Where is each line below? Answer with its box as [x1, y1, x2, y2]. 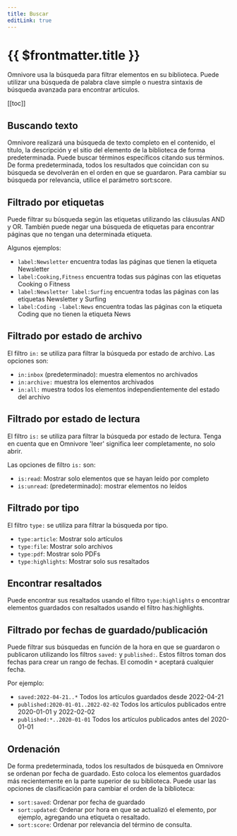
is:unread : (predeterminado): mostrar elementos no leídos [17, 481, 188, 490]
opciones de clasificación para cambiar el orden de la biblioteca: [7, 784, 195, 792]
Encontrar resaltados [7, 577, 102, 589]
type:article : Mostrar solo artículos [17, 534, 123, 543]
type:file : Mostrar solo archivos [17, 542, 114, 550]
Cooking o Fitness [17, 280, 71, 289]
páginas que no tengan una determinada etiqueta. [7, 230, 153, 238]
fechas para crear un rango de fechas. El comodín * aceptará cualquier [7, 658, 214, 667]
